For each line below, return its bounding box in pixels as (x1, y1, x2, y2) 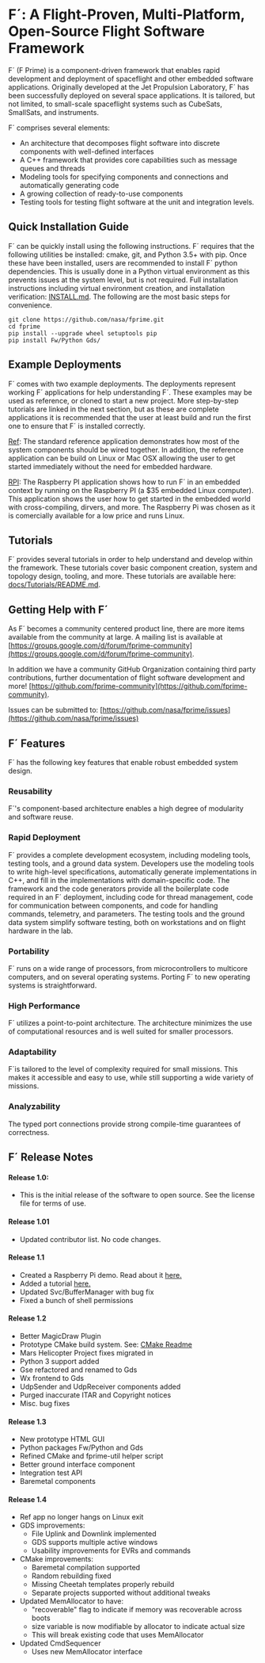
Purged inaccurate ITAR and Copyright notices (19, 1390, 172, 1400)
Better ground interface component (19, 1460, 136, 1470)
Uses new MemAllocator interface (31, 1647, 143, 1657)
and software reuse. (8, 812, 74, 822)
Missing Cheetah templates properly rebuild (31, 1580, 175, 1589)
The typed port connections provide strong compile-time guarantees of (8, 1119, 241, 1129)
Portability (8, 946, 50, 957)
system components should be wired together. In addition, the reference (8, 445, 244, 454)
